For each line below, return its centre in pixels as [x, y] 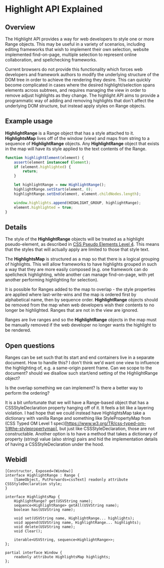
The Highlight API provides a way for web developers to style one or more [80, 39]
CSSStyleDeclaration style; [34, 484]
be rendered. [18, 330]
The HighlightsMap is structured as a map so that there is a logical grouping [82, 259]
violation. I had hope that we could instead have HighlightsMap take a [75, 413]
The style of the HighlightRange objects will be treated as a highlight [75, 239]
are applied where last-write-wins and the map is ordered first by [71, 295]
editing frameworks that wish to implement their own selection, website [77, 49]
